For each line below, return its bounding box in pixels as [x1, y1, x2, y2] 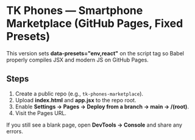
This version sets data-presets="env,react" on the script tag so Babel [6, 49, 185, 57]
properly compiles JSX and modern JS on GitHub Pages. [6, 56, 149, 63]
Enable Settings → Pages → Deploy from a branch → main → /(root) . [15, 103, 189, 110]
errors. [6, 127, 23, 135]
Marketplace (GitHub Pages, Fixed [6, 16, 183, 30]
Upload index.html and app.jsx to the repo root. [15, 96, 136, 103]
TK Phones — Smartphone [6, 4, 143, 18]
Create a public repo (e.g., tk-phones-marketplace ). [15, 89, 144, 97]
